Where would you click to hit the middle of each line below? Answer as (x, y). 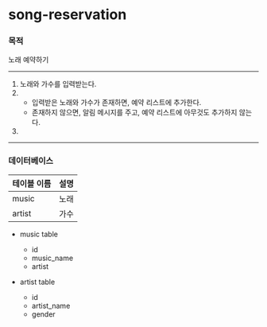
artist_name (51, 306)
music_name (52, 258)
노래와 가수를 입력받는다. (58, 84)
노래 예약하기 (29, 60)
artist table (37, 282)
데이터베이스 (31, 161)
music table (39, 234)
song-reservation (68, 15)
